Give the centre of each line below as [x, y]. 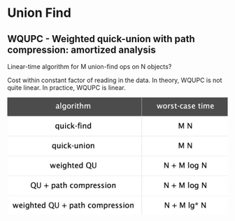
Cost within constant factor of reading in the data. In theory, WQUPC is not [115, 80]
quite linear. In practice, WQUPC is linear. [66, 88]
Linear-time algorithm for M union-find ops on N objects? [90, 67]
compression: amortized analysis [81, 49]
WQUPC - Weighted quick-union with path [101, 39]
